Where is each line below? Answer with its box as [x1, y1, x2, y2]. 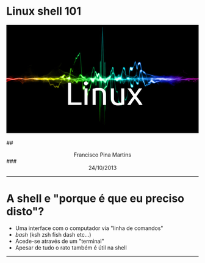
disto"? [6, 204, 45, 218]
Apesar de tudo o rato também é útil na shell [15, 244, 127, 251]
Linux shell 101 [6, 4, 81, 18]
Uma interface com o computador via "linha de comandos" [15, 224, 164, 232]
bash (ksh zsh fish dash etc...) [15, 231, 92, 239]
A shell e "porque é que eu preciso [6, 191, 185, 206]
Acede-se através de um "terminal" [15, 237, 105, 245]
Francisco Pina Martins [73, 151, 132, 158]
